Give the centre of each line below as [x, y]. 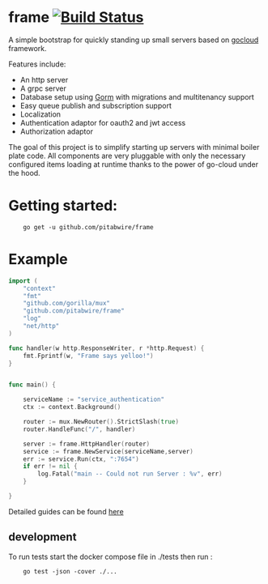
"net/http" [41, 326]
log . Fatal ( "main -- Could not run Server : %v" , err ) [130, 474]
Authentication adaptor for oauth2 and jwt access [103, 122]
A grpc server [43, 88]
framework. [28, 48]
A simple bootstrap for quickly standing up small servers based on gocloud [134, 40]
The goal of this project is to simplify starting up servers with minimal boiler [134, 147]
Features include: [37, 64]
